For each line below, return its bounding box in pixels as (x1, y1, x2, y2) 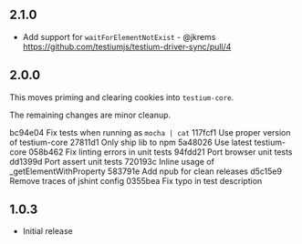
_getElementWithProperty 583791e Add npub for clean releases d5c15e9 (9, 166, 283, 177)
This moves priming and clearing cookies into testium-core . (9, 91, 234, 103)
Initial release (22, 226, 73, 237)
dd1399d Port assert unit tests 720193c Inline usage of (9, 156, 214, 167)
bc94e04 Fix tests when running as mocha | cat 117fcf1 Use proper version (9, 127, 291, 137)
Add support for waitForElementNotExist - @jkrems (22, 31, 216, 42)
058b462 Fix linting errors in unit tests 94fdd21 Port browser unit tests (28, 146, 293, 158)
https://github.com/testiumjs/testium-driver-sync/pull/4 (22, 41, 232, 52)
